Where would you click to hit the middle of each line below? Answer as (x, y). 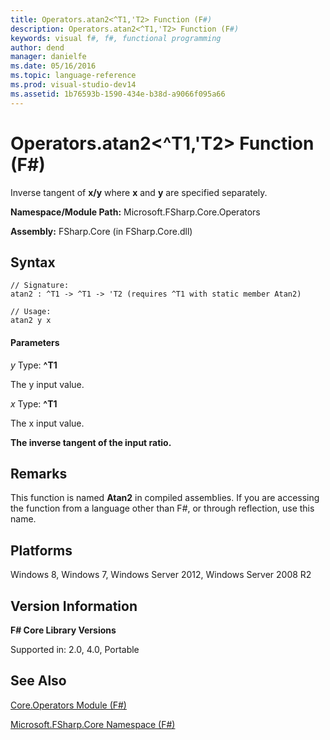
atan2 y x (31, 321)
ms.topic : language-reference (73, 76)
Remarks (39, 473)
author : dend (37, 47)
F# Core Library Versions (63, 630)
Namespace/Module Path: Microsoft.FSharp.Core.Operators (135, 212)
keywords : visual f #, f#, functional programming (116, 38)
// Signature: (40, 286)
